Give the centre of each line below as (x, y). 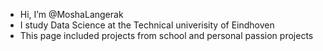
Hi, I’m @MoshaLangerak (71, 14)
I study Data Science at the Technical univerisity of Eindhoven (147, 25)
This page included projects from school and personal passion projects (166, 35)
